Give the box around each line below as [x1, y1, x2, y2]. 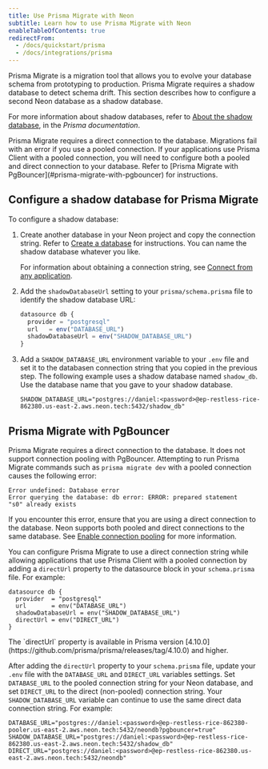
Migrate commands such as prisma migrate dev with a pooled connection [8, 463, 252, 472]
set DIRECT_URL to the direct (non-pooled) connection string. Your [8, 687, 222, 696]
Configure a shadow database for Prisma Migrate [8, 193, 259, 206]
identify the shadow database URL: [19, 294, 136, 304]
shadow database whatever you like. [19, 246, 141, 256]
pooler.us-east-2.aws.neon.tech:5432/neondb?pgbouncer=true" [8, 726, 217, 734]
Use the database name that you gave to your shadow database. [19, 380, 234, 390]
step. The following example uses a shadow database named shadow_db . [19, 371, 258, 381]
